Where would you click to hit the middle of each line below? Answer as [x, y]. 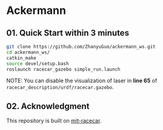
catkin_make [21, 58]
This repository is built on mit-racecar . [54, 121]
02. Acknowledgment [48, 106]
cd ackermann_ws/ [28, 52]
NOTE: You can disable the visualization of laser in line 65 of [82, 81]
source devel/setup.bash [38, 63]
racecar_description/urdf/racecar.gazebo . [60, 87]
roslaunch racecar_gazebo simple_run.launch [63, 69]
